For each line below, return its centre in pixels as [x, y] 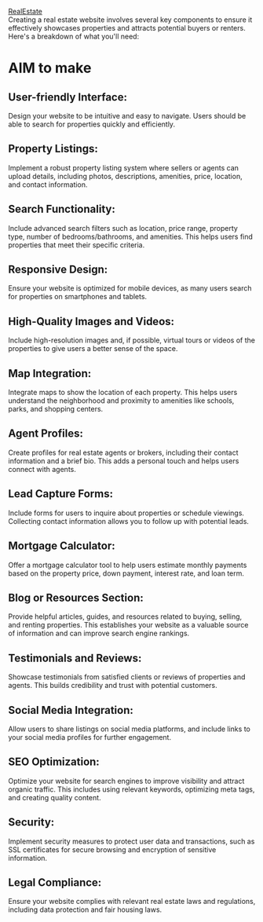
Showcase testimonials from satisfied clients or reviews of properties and [127, 677]
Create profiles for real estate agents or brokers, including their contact [123, 452]
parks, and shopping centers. [56, 409]
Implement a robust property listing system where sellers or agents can [124, 167]
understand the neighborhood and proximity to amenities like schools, [121, 401]
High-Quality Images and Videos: [91, 321]
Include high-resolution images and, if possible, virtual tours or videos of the [131, 340]
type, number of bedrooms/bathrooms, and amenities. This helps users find [131, 236]
